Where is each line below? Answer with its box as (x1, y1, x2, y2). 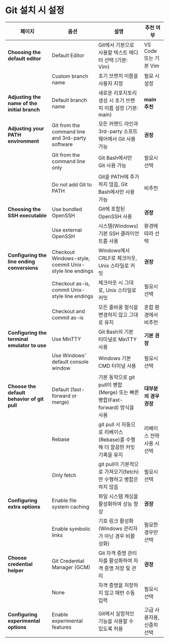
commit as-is (52, 314, 84, 321)
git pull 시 (98, 421, 121, 428)
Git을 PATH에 (98, 173, 129, 180)
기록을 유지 (98, 451, 123, 458)
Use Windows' (52, 352, 87, 359)
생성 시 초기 (98, 97, 125, 104)
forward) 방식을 (98, 404, 134, 411)
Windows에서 (98, 247, 130, 254)
